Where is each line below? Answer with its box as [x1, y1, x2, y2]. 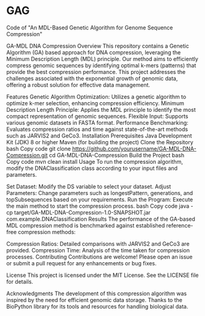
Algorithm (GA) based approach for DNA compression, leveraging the [6, 48, 181, 56]
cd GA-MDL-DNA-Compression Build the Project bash [49, 151, 185, 159]
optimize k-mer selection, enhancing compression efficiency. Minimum [6, 99, 184, 107]
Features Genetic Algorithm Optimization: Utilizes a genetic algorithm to [6, 93, 187, 100]
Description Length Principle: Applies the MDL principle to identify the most [6, 106, 196, 113]
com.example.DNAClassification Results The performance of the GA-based [6, 215, 195, 222]
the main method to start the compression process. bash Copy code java [6, 202, 190, 210]
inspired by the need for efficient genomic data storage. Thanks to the [6, 296, 183, 303]
